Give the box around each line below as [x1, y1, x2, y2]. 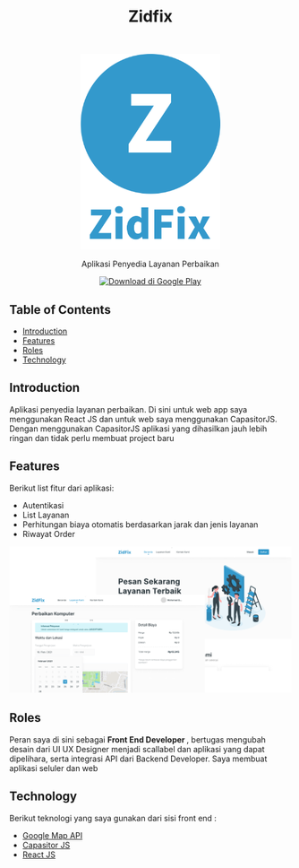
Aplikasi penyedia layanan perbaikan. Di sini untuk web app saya [9, 404, 248, 414]
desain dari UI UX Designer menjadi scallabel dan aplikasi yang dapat [9, 743, 266, 754]
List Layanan [21, 509, 70, 520]
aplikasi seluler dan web [9, 762, 98, 773]
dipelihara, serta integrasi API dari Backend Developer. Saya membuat [9, 753, 268, 764]
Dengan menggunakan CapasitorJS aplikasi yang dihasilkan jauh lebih [9, 423, 268, 434]
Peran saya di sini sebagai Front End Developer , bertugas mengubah [9, 733, 267, 745]
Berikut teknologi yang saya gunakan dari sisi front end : [9, 812, 218, 823]
